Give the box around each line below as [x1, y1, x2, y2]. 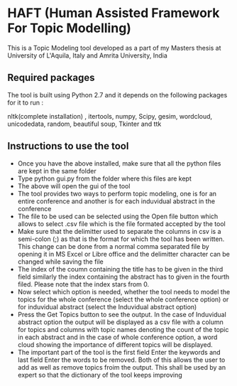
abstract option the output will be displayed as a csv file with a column [17, 318, 224, 326]
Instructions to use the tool [7, 140, 129, 152]
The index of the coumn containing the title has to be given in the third [17, 264, 224, 273]
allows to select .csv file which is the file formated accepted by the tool [17, 219, 226, 228]
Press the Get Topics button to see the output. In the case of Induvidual [17, 310, 227, 318]
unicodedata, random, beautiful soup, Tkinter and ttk [7, 119, 162, 128]
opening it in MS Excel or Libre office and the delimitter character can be [17, 250, 231, 258]
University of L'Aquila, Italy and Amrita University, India [7, 51, 168, 60]
